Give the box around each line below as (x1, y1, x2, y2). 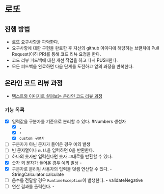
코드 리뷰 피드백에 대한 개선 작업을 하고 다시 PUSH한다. (11, 57, 118, 63)
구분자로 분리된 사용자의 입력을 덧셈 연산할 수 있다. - (11, 166, 112, 171)
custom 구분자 (19, 136, 45, 141)
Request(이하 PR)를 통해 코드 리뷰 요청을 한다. (11, 51, 101, 57)
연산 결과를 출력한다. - (11, 183, 55, 189)
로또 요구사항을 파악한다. (11, 39, 59, 45)
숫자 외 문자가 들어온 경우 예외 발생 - (11, 160, 82, 166)
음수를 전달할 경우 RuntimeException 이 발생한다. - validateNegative (11, 177, 143, 183)
